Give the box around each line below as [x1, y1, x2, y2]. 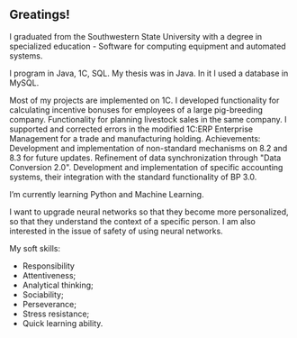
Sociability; [22, 288, 65, 300]
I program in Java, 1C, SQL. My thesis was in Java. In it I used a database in [9, 68, 289, 78]
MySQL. [9, 77, 40, 88]
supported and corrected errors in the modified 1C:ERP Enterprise [9, 123, 254, 134]
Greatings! [9, 7, 70, 23]
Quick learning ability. [22, 317, 103, 328]
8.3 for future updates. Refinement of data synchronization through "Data [9, 152, 282, 163]
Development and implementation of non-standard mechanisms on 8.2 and [9, 142, 288, 153]
